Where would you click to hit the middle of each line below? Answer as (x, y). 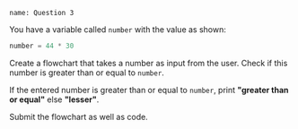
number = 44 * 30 (42, 46)
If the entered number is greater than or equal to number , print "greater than (149, 90)
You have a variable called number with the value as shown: (118, 30)
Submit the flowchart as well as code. (79, 116)
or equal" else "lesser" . (54, 99)
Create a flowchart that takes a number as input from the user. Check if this (149, 63)
